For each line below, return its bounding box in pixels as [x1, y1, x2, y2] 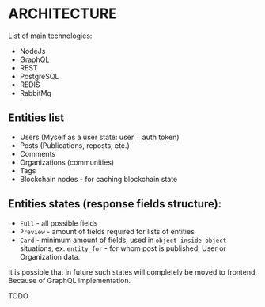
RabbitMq [19, 88, 51, 97]
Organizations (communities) [19, 157, 115, 167]
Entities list [8, 112, 65, 125]
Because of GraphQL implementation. [8, 275, 131, 285]
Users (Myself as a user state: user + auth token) [19, 132, 180, 142]
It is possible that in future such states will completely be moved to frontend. [8, 267, 258, 277]
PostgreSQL [19, 71, 59, 81]
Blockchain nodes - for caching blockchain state [19, 174, 178, 184]
